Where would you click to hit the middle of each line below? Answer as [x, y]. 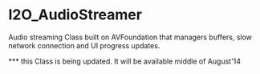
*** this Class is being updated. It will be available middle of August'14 [125, 61]
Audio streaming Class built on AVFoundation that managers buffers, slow [130, 37]
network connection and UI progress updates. [84, 45]
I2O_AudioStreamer [75, 15]
